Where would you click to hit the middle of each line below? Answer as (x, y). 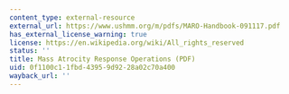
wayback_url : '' (40, 76)
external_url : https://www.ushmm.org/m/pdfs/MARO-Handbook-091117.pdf (145, 26)
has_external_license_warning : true (78, 34)
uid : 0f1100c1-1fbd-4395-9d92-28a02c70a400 (93, 68)
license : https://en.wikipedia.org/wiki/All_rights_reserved (127, 43)
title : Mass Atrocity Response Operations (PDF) (103, 59)
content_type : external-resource (72, 17)
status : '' (30, 51)
